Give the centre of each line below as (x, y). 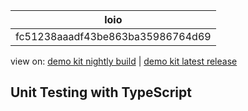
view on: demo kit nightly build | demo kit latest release (124, 61)
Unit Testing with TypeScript (101, 92)
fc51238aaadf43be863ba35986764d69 (113, 36)
